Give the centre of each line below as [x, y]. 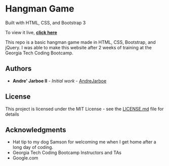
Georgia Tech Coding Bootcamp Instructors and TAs [67, 153]
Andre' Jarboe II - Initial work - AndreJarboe [59, 80]
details [12, 114]
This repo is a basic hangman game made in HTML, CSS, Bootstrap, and [80, 42]
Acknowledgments [36, 130]
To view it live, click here [31, 32]
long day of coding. [33, 147]
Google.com [25, 158]
